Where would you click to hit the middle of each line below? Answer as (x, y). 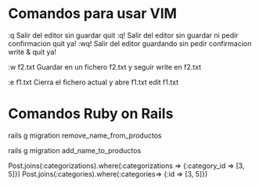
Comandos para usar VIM (93, 14)
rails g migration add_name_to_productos (75, 150)
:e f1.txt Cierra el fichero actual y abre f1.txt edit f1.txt (94, 82)
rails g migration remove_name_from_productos (85, 135)
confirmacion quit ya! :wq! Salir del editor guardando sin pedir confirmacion (130, 43)
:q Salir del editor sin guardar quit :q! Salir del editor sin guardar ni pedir (123, 35)
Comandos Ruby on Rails (91, 114)
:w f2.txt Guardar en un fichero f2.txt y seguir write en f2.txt (105, 66)
